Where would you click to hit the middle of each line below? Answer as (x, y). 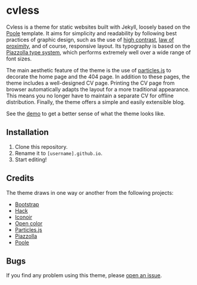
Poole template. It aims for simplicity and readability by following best (92, 33)
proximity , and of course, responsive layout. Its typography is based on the (98, 46)
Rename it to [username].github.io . (59, 153)
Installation (27, 132)
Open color (29, 223)
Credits (20, 178)
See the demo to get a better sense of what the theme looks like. (86, 114)
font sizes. (19, 59)
